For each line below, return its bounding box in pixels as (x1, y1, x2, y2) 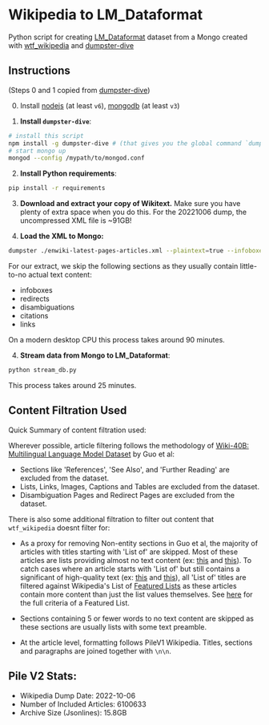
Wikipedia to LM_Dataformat (8, 6, 203, 24)
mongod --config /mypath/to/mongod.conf (8, 154, 146, 162)
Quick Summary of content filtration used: (8, 425, 147, 435)
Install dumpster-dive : (19, 116, 92, 126)
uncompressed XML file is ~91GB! (19, 216, 132, 225)
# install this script (8, 132, 84, 140)
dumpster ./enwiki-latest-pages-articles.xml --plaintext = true (8, 247, 224, 255)
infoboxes (19, 286, 54, 294)
